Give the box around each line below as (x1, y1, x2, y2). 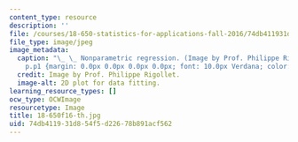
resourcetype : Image (9, 103, 86, 112)
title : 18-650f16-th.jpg (9, 111, 101, 120)
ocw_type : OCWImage (9, 94, 82, 104)
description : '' (9, 21, 69, 30)
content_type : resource (9, 12, 98, 22)
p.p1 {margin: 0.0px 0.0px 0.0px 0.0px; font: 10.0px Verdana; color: (25, 63, 292, 71)
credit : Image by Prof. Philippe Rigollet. (17, 71, 180, 79)
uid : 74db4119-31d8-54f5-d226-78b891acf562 (9, 120, 173, 129)
